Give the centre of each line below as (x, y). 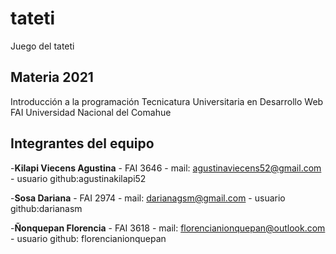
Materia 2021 (52, 77)
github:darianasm (46, 208)
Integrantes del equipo (82, 143)
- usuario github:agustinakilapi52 (78, 178)
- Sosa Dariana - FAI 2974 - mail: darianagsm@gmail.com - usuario (148, 198)
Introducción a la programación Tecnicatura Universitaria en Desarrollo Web (167, 101)
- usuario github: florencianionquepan (88, 238)
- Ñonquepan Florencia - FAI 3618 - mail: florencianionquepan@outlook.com (168, 228)
